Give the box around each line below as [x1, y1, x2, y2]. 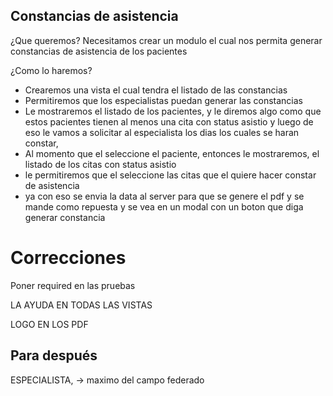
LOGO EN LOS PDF [10, 318, 89, 330]
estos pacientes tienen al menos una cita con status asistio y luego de [24, 115, 314, 128]
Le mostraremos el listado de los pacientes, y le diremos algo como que [24, 105, 322, 117]
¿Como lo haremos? [10, 64, 93, 76]
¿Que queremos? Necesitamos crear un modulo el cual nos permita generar [10, 34, 323, 46]
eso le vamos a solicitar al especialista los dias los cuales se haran [24, 126, 300, 138]
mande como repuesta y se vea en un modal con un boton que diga [24, 200, 304, 213]
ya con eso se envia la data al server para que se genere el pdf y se [24, 190, 305, 202]
